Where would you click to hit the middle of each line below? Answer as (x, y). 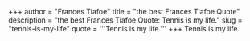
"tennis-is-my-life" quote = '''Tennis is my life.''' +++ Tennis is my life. (124, 29)
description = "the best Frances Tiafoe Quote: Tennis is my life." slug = (125, 20)
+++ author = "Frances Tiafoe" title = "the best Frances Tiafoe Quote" (124, 12)
